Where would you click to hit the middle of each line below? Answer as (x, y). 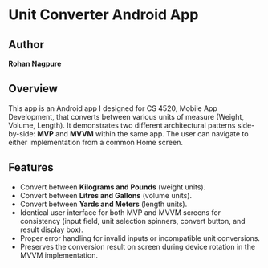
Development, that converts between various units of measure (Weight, (126, 116)
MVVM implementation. (59, 255)
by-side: (22, 133)
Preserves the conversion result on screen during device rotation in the (137, 246)
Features (31, 167)
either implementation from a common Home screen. (95, 142)
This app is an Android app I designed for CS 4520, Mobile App (113, 108)
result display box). (51, 229)
